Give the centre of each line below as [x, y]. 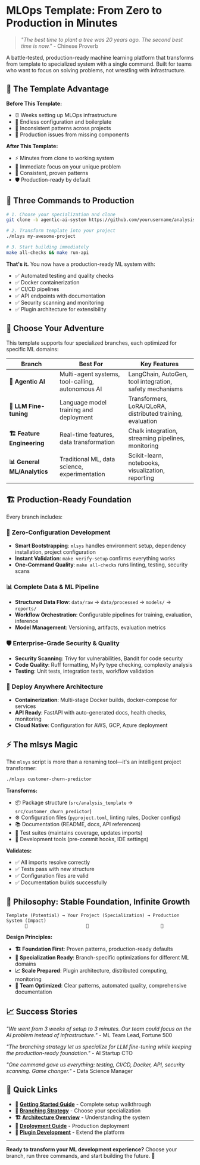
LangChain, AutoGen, [158, 374]
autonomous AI [81, 389]
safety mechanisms [156, 389]
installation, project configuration [55, 552]
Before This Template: [34, 103]
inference [26, 621]
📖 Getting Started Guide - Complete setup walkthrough [83, 1104]
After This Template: [32, 146]
